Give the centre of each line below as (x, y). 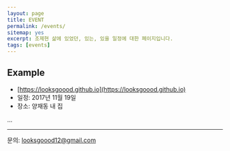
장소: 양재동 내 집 (40, 106)
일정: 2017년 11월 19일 (47, 97)
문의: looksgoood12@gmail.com (52, 140)
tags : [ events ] (29, 45)
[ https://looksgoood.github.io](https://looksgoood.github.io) (101, 89)
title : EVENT (26, 20)
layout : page (26, 13)
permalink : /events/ (37, 26)
